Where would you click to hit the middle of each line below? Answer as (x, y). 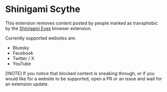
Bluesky (21, 47)
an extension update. (27, 84)
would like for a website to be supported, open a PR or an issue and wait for (84, 78)
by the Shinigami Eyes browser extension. (49, 28)
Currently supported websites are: (41, 38)
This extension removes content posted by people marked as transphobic (81, 23)
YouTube (22, 63)
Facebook (23, 53)
